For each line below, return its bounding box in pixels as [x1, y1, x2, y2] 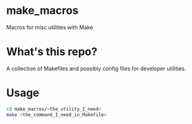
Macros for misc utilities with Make [6, 24, 93, 31]
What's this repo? [6, 45, 98, 59]
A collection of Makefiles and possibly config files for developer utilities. [6, 65, 187, 72]
